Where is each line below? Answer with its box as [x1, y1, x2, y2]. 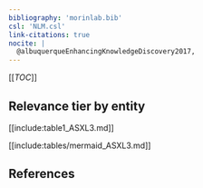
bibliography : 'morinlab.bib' [8, 13, 123, 23]
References [8, 166, 75, 182]
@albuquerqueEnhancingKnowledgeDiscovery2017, [16, 47, 196, 56]
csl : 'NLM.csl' [8, 22, 66, 31]
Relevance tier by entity [8, 98, 146, 114]
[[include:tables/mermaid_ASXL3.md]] [8, 140, 151, 151]
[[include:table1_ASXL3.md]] [8, 122, 114, 133]
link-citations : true [8, 30, 91, 39]
